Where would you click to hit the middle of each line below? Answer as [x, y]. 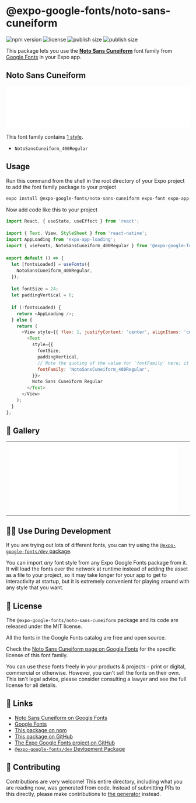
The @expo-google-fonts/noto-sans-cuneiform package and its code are [92, 620]
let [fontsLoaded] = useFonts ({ [51, 264]
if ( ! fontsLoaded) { [36, 307]
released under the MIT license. [44, 626]
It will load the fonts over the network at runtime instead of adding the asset [97, 569]
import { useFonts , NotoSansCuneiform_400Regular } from [77, 246]
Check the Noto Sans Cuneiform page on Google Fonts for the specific [91, 649]
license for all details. [32, 685]
